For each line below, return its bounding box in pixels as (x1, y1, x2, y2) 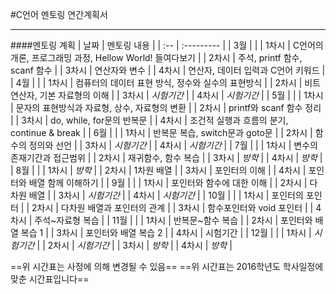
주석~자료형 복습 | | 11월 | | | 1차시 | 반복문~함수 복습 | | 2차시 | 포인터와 (34, 214, 313, 226)
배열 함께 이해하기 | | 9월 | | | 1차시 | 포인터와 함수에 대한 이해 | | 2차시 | (28, 177, 308, 188)
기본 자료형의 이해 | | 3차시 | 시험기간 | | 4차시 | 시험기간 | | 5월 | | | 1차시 (39, 89, 324, 101)
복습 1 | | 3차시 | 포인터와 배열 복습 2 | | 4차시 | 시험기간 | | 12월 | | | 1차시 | (20, 227, 312, 238)
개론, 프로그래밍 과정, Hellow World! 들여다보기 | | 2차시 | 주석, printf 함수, (10, 52, 303, 63)
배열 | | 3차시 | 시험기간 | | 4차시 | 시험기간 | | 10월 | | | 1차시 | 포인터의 (28, 189, 304, 201)
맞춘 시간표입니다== (10, 273, 90, 285)
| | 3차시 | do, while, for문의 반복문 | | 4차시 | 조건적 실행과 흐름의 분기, (10, 114, 289, 126)
